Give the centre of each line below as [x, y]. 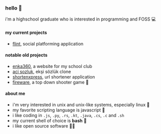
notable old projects [26, 55]
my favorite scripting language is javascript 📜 [59, 110]
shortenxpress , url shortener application [54, 76]
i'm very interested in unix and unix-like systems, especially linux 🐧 [81, 104]
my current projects [26, 32]
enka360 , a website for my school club [52, 66]
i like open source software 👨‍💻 [44, 126]
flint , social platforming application [48, 43]
